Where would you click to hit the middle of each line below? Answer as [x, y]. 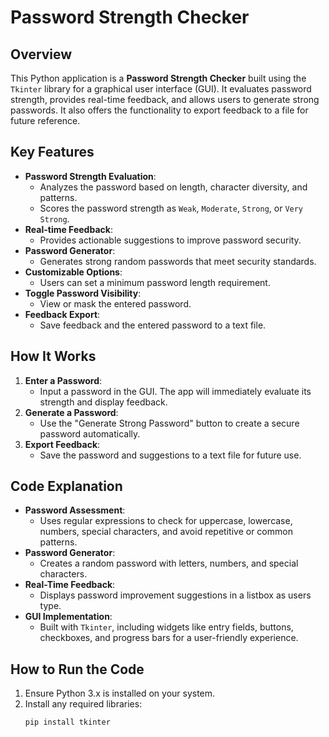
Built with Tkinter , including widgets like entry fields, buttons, [166, 627]
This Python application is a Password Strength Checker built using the [158, 78]
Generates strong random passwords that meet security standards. [178, 261]
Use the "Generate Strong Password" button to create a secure [169, 423]
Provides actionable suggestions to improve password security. [170, 240]
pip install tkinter [67, 722]
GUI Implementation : [68, 617]
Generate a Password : [71, 412]
